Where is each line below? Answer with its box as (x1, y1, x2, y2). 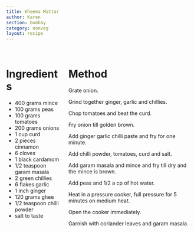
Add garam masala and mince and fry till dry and (68, 162, 187, 169)
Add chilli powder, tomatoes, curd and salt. (68, 150, 172, 157)
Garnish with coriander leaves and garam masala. (68, 220, 189, 227)
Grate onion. (68, 87, 98, 94)
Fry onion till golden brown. (68, 122, 135, 129)
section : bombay (6, 19, 46, 25)
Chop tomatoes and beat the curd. (68, 110, 152, 117)
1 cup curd (14, 131, 41, 138)
